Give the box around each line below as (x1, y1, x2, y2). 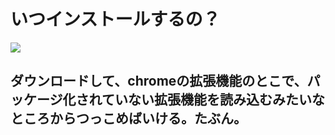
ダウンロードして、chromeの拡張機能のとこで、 (10, 73, 308, 90)
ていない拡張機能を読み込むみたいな (101, 91, 325, 109)
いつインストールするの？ (10, 8, 221, 31)
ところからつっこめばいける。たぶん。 (10, 110, 247, 127)
